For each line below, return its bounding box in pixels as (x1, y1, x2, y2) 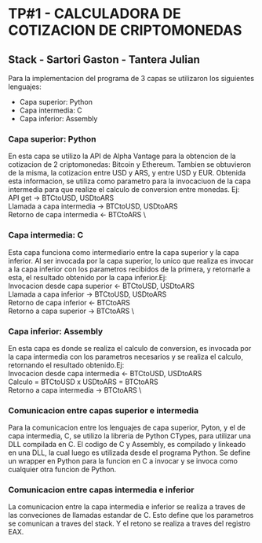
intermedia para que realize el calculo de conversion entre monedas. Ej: (8, 185, 240, 194)
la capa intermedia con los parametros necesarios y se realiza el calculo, (8, 352, 243, 361)
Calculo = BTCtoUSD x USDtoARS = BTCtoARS (8, 377, 158, 386)
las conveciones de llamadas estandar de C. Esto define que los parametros (8, 511, 254, 520)
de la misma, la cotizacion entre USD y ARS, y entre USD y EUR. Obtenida (8, 168, 246, 178)
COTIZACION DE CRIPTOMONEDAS (8, 21, 242, 39)
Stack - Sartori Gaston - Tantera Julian (8, 53, 200, 66)
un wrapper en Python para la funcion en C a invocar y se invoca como (8, 456, 238, 466)
